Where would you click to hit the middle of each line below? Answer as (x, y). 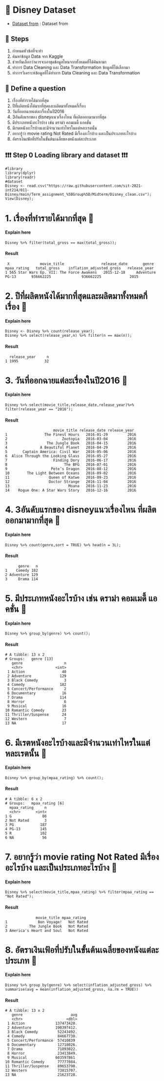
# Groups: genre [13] (29, 659)
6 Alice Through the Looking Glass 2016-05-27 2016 (71, 456)
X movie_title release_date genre (80, 264)
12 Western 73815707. (41, 1071)
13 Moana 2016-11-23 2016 (71, 486)
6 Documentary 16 (37, 693)
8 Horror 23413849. (42, 1054)
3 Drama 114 (21, 579)
